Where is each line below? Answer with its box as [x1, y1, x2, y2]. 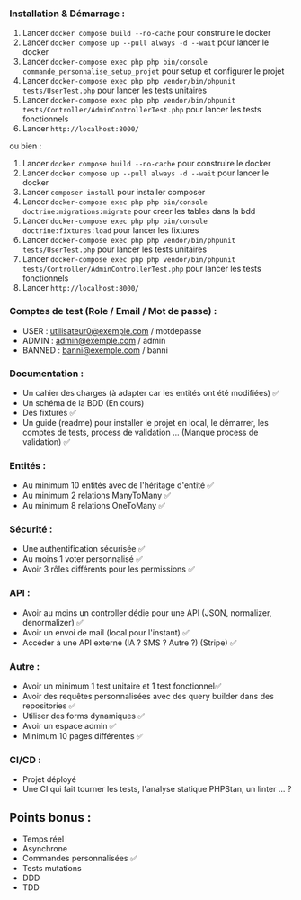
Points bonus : [9, 809, 92, 825]
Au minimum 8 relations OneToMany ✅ [22, 500, 166, 511]
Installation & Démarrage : [9, 7, 126, 20]
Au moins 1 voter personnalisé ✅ [22, 553, 144, 564]
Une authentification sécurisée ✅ [22, 544, 146, 554]
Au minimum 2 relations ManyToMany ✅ [22, 490, 172, 501]
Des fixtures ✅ [22, 407, 77, 418]
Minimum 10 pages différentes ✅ [22, 731, 144, 742]
